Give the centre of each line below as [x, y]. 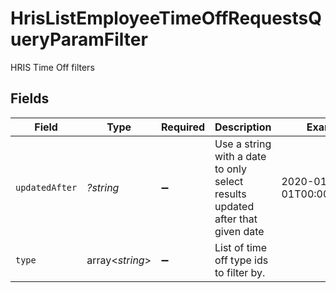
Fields [30, 98]
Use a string [243, 144]
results [230, 194]
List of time [241, 247]
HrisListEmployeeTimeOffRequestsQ [166, 18]
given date [239, 231]
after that [236, 219]
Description [243, 127]
